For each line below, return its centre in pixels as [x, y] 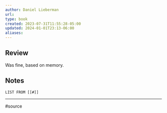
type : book [16, 19]
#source [14, 106]
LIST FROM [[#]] [22, 92]
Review [17, 53]
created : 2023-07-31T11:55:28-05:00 [43, 24]
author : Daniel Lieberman [32, 10]
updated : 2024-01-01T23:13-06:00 [40, 28]
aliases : [14, 33]
